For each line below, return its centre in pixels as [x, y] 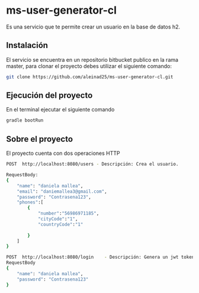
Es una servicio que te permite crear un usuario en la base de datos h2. [93, 27]
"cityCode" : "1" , [58, 219]
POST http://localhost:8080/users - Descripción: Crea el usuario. [92, 164]
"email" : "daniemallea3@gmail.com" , [62, 191]
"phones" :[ [30, 202]
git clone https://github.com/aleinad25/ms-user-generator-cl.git [90, 77]
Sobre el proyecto [39, 139]
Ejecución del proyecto [49, 95]
